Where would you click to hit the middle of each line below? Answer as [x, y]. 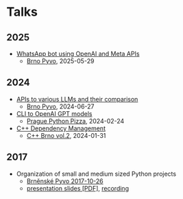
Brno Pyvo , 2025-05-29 [60, 61]
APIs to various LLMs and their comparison [77, 99]
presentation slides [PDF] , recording [78, 188]
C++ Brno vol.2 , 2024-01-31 [66, 135]
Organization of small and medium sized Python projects [96, 174]
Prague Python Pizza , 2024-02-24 [75, 121]
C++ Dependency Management [61, 128]
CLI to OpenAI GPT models [54, 113]
